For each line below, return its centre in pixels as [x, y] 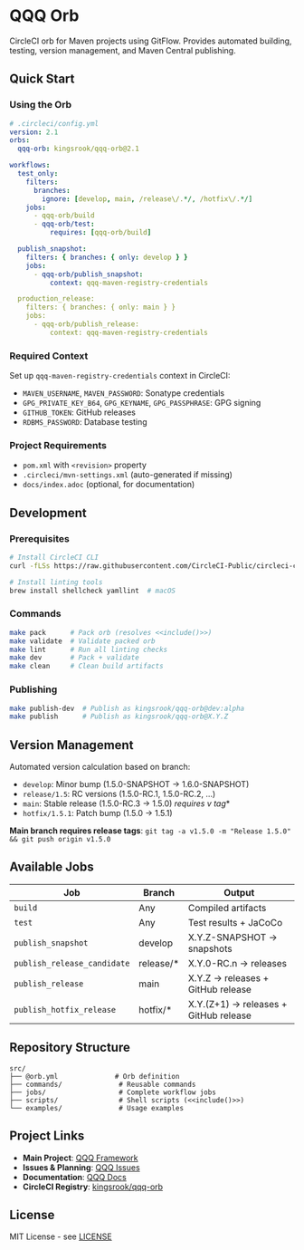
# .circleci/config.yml [54, 123]
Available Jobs [52, 867]
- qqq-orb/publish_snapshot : [88, 274]
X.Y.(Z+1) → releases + [237, 1004]
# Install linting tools [56, 582]
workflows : [30, 165]
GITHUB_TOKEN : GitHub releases [79, 412]
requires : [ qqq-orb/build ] [100, 233]
